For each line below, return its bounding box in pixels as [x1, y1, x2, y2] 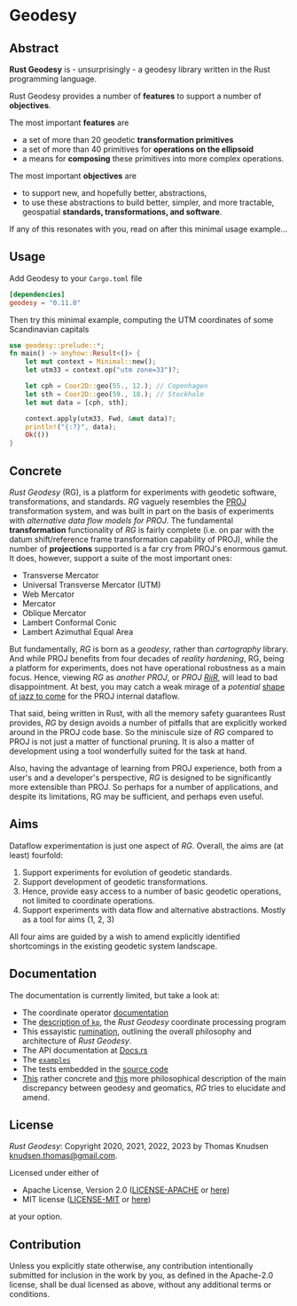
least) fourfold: [9, 849, 64, 860]
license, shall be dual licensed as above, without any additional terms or [9, 1279, 272, 1290]
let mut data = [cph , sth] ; [25, 398, 129, 407]
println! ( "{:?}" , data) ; [25, 422, 117, 431]
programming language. [9, 74, 98, 84]
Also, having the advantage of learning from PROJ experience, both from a [9, 763, 282, 773]
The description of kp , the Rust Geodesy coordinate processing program [21, 1016, 286, 1027]
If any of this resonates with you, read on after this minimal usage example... [9, 223, 288, 234]
